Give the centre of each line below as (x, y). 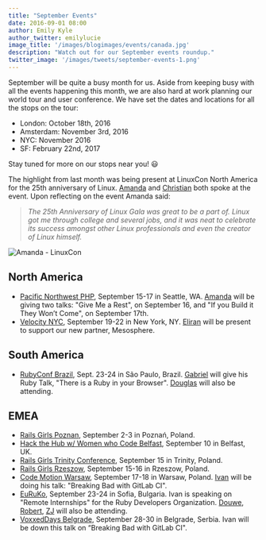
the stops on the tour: (44, 107)
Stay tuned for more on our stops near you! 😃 (83, 164)
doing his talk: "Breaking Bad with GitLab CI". (93, 486)
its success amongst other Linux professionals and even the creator (139, 228)
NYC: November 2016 (55, 140)
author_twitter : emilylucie (55, 38)
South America (46, 355)
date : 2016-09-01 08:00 (48, 23)
